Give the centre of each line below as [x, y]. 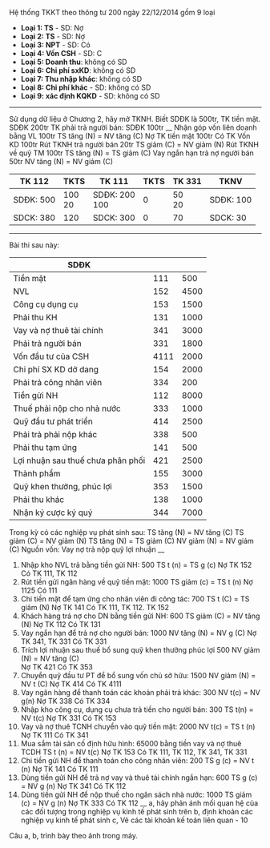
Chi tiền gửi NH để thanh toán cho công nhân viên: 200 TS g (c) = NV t [137, 760]
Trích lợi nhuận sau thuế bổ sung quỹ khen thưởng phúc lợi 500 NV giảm [140, 650]
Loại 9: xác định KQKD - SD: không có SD [90, 96]
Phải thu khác [39, 499]
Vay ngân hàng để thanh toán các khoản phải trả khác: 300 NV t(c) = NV [141, 692]
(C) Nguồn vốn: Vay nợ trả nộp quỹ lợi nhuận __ [87, 549]
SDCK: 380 [34, 218]
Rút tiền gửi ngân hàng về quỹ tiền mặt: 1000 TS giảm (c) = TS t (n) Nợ [137, 582]
